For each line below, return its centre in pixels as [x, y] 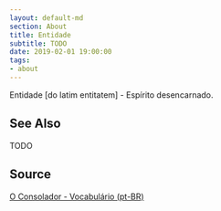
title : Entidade [40, 35]
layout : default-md [47, 18]
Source [31, 174]
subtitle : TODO [38, 43]
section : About [38, 26]
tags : [20, 60]
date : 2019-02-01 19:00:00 [61, 52]
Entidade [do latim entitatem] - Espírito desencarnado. [111, 95]
